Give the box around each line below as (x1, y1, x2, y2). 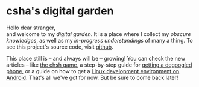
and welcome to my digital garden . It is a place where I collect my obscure (6, 30, 191, 37)
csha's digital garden (6, 4, 114, 18)
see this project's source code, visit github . (6, 43, 113, 50)
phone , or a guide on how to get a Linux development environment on (6, 67, 180, 74)
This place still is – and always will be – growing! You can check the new (6, 55, 186, 62)
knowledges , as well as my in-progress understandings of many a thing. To (6, 37, 193, 44)
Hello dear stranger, (6, 24, 56, 31)
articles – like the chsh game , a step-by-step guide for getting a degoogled (6, 61, 192, 68)
